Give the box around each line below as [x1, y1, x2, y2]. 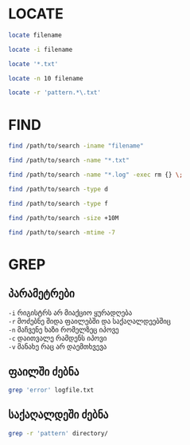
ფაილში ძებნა [8, 364, 79, 379]
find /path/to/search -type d [8, 185, 109, 193]
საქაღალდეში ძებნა [8, 408, 109, 422]
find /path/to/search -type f [8, 199, 109, 207]
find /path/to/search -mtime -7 [8, 228, 115, 236]
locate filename [8, 31, 62, 39]
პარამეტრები [8, 286, 76, 300]
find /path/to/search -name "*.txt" [8, 156, 130, 164]
